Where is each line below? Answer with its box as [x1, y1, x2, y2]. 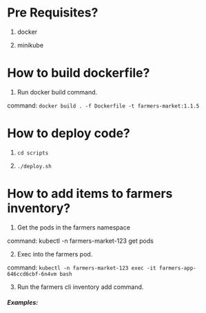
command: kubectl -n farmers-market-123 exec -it [7, 263, 156, 272]
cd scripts [17, 150, 49, 156]
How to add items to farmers [7, 186, 173, 201]
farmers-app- [158, 264, 196, 272]
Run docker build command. [17, 88, 98, 96]
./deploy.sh [17, 163, 52, 170]
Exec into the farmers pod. [17, 250, 93, 258]
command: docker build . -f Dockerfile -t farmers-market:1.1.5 [7, 101, 200, 110]
